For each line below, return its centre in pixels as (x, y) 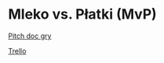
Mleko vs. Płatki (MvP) (82, 14)
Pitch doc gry (30, 36)
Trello (17, 51)
